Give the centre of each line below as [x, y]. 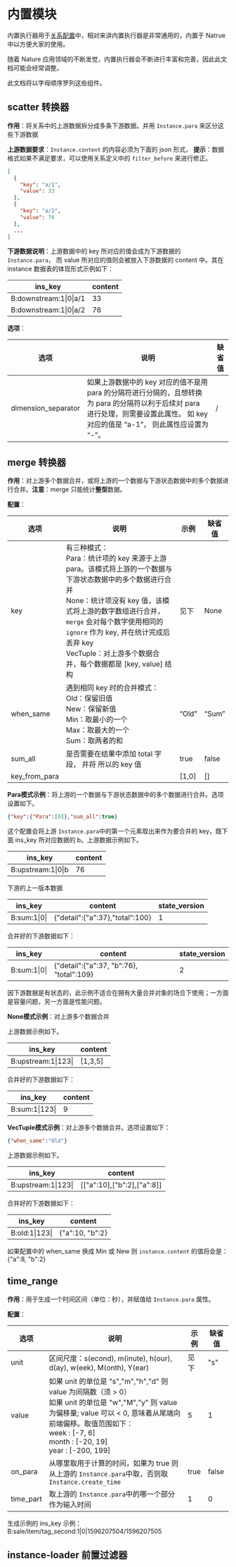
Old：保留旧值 [89, 698]
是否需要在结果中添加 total [109, 754]
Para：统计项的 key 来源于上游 [116, 559]
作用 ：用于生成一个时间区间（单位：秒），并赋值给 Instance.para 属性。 [111, 1299]
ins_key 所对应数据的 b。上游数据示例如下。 [79, 840]
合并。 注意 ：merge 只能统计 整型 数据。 [70, 490]
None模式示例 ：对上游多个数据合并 [59, 1017]
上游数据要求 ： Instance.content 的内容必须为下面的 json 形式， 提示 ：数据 [116, 149]
